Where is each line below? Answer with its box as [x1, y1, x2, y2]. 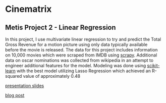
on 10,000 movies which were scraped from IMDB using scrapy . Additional [5, 52, 158, 58]
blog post [5, 93, 25, 98]
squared [5, 73, 22, 79]
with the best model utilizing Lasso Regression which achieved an [16, 68, 151, 74]
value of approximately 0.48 [23, 73, 81, 79]
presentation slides [5, 83, 44, 89]
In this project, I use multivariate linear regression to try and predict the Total [5, 36, 162, 42]
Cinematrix [5, 3, 52, 15]
